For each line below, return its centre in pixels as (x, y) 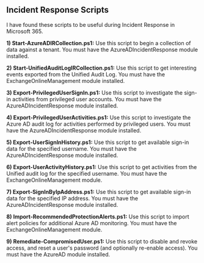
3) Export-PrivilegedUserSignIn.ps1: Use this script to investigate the (95, 92)
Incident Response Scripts (57, 10)
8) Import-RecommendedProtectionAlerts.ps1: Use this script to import (98, 217)
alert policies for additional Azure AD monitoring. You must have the (92, 223)
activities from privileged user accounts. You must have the (87, 99)
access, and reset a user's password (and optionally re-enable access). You (102, 248)
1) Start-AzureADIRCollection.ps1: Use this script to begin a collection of (99, 43)
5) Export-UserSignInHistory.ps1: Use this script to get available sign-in (98, 142)
